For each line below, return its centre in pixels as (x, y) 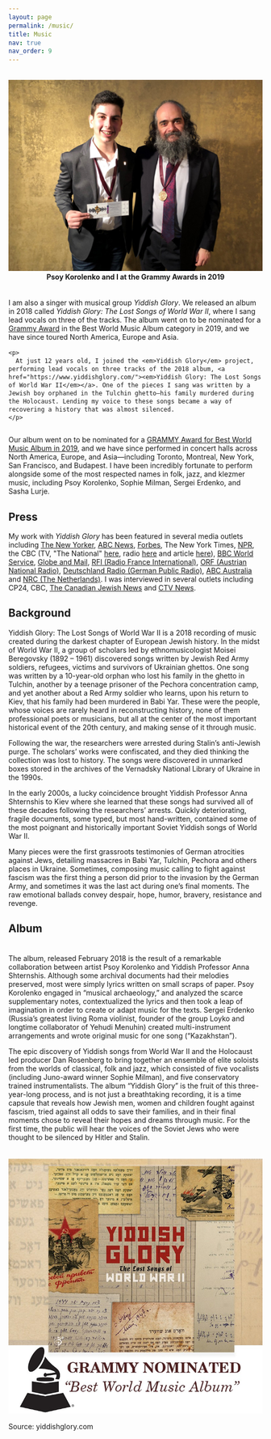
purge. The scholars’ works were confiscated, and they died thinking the (129, 751)
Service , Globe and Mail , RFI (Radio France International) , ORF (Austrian (128, 561)
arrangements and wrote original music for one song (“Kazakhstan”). (123, 1036)
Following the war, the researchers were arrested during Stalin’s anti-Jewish (134, 743)
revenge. (23, 903)
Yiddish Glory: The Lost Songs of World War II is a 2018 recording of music (132, 633)
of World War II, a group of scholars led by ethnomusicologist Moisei (122, 650)
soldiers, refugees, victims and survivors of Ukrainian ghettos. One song (129, 667)
